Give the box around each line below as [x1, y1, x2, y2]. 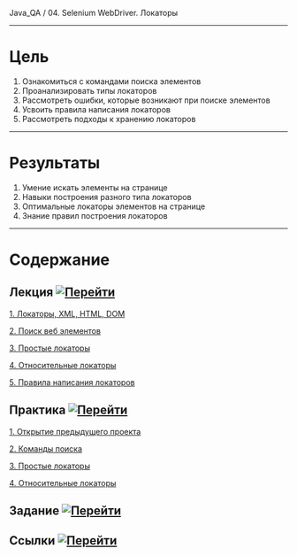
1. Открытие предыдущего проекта [9, 426, 141, 436]
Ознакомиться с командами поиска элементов [21, 75, 202, 87]
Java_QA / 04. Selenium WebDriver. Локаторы [9, 8, 179, 18]
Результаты [9, 153, 101, 174]
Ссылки [9, 533, 56, 548]
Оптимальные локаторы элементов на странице [21, 201, 206, 212]
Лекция [9, 285, 54, 300]
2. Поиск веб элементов [9, 325, 102, 336]
